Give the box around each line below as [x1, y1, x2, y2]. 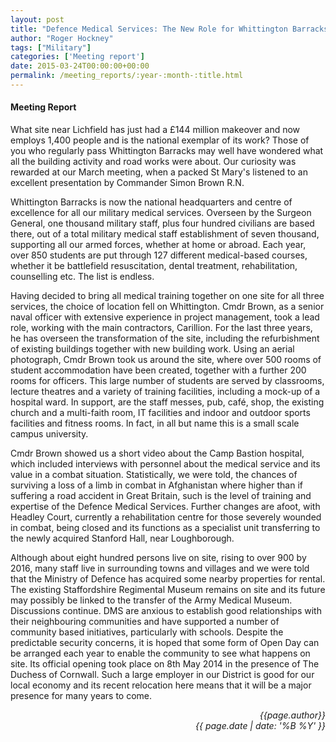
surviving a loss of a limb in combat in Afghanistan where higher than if [10, 479, 303, 491]
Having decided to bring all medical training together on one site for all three [10, 290, 325, 302]
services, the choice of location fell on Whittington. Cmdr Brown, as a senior [10, 301, 325, 313]
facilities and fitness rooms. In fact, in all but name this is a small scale [10, 417, 300, 430]
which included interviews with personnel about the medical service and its [10, 458, 321, 470]
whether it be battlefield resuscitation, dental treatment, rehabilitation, [10, 260, 298, 272]
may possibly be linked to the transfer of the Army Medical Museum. [10, 594, 293, 606]
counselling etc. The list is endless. [10, 271, 155, 283]
